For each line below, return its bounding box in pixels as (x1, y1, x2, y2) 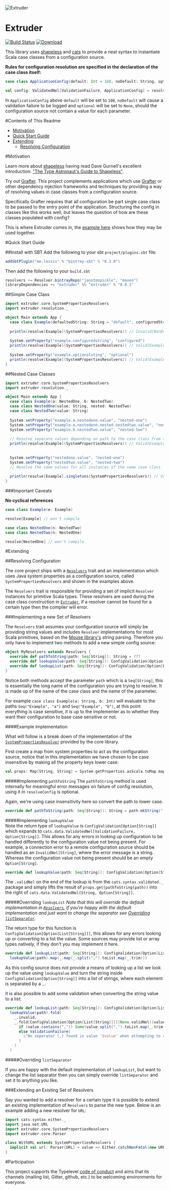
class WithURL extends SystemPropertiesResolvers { (5, 1140, 116, 1145)
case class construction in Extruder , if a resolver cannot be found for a (5, 599, 152, 605)
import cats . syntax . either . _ (5, 1117, 66, 1122)
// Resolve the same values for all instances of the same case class (10, 465, 161, 470)
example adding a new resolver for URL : (5, 1107, 87, 1113)
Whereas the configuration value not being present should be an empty (5, 855, 153, 861)
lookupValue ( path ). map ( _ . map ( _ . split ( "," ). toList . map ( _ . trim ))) (10, 955, 147, 961)
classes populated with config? (5, 214, 70, 220)
